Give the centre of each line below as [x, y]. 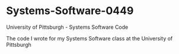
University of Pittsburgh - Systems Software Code [67, 27]
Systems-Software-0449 [70, 11]
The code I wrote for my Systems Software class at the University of [89, 38]
